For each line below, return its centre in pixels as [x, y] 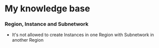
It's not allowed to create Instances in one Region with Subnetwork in [83, 35]
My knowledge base [47, 9]
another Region [28, 40]
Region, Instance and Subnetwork [47, 24]
